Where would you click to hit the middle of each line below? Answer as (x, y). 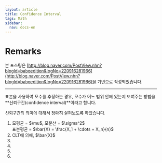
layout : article (21, 9)
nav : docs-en (22, 28)
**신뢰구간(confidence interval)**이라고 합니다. (51, 103)
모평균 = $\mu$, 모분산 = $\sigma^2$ (48, 123)
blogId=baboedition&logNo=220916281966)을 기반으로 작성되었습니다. (74, 82)
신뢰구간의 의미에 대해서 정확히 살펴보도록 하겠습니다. (55, 113)
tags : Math (16, 18)
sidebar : (14, 23)
